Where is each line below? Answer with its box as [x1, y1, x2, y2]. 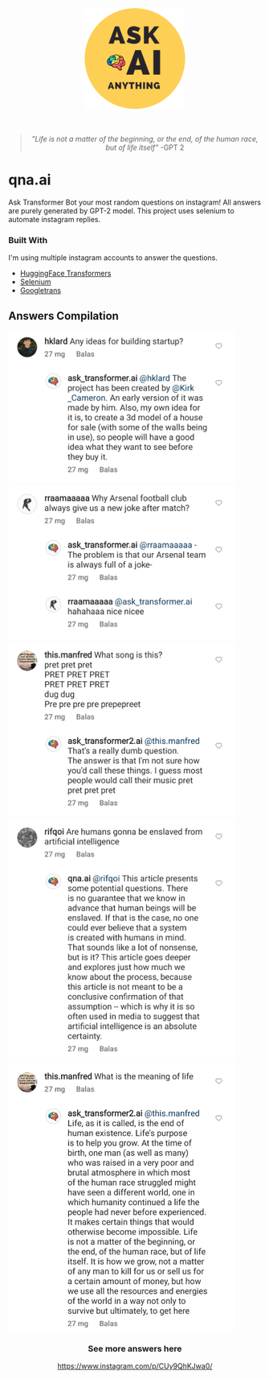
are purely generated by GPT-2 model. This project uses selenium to [8, 205, 234, 216]
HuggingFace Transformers [19, 269, 112, 279]
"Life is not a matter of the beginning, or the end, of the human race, [31, 134, 259, 143]
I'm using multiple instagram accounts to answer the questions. [8, 253, 218, 262]
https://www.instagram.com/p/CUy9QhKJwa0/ [57, 1361, 213, 1371]
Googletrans [19, 286, 62, 295]
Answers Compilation [8, 309, 119, 323]
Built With [8, 234, 48, 246]
